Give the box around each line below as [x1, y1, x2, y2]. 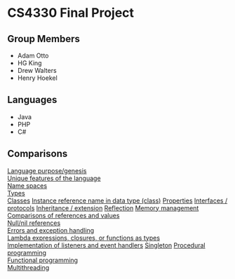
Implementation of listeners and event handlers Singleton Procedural [7, 240, 206, 250]
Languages [7, 94, 58, 106]
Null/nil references [7, 219, 61, 227]
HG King [17, 59, 42, 67]
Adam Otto [17, 51, 49, 60]
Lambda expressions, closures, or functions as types [7, 233, 160, 242]
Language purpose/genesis [7, 166, 87, 175]
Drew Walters [17, 67, 58, 74]
